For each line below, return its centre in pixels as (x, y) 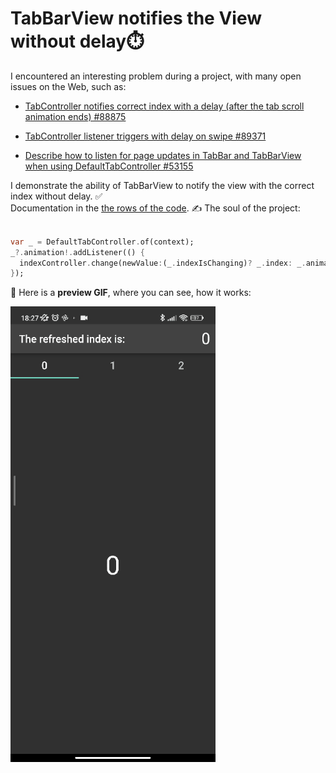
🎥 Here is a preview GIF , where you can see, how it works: (131, 293)
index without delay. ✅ (56, 196)
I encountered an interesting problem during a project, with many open (156, 76)
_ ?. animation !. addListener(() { (77, 252)
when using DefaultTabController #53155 (109, 166)
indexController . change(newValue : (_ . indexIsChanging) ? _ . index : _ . (163, 263)
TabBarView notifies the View (136, 18)
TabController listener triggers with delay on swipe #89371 (145, 136)
